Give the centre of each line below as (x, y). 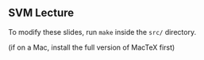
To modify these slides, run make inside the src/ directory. (102, 32)
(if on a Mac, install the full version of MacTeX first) (92, 47)
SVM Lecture (41, 13)
